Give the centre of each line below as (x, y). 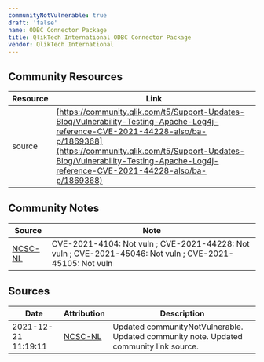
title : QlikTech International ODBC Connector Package (100, 37)
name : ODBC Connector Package (58, 30)
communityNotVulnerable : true (58, 15)
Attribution (84, 313)
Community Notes (54, 208)
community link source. (156, 346)
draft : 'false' (33, 23)
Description (182, 313)
